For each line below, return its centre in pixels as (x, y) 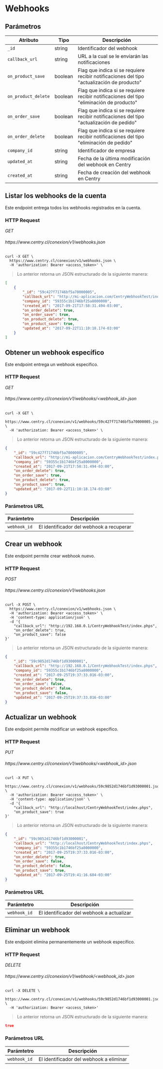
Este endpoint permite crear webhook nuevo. (50, 556)
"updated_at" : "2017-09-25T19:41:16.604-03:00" (63, 875)
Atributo (29, 40)
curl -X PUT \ (19, 778)
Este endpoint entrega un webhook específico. (52, 364)
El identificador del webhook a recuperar (85, 526)
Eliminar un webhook (38, 930)
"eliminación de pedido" (105, 143)
